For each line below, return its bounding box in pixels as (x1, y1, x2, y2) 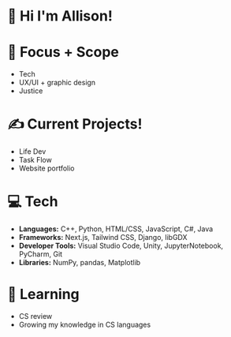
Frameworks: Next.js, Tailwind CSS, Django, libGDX (18, 233, 188, 242)
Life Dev (18, 147, 47, 156)
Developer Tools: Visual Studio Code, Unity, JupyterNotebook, (18, 241, 224, 250)
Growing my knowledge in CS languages (18, 320, 151, 329)
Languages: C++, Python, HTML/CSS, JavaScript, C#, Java (18, 224, 214, 234)
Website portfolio (18, 163, 75, 173)
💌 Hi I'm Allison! (7, 7, 114, 25)
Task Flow (18, 155, 52, 165)
